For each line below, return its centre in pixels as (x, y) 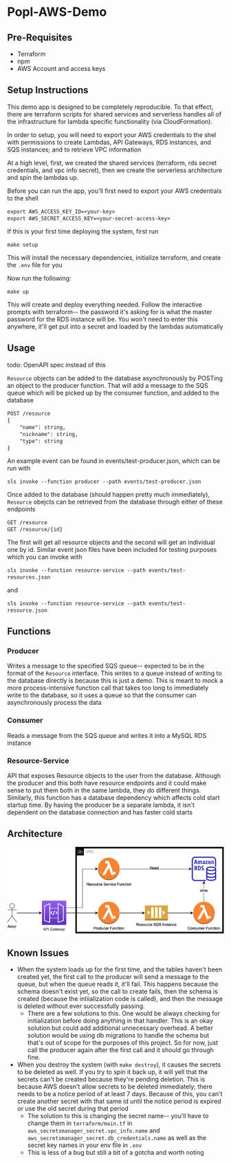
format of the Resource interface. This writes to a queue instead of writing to (114, 673)
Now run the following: (39, 278)
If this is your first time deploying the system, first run (83, 231)
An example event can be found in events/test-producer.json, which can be (114, 461)
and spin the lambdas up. (43, 177)
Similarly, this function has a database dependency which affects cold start (113, 797)
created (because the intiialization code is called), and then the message (120, 998)
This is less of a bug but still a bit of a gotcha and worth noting (115, 1152)
